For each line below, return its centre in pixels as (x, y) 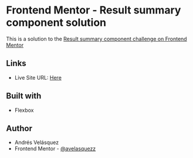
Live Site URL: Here (38, 77)
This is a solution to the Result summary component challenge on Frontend (97, 39)
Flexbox (24, 110)
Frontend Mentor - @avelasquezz (55, 149)
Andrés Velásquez (37, 142)
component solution (56, 23)
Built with (24, 96)
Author (19, 128)
